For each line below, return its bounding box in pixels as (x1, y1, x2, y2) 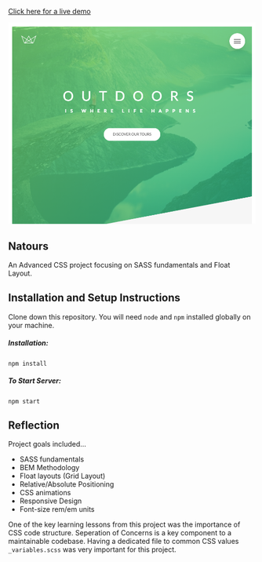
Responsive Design (19, 496, 82, 505)
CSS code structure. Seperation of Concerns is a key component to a (8, 528, 232, 538)
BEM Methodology (19, 463, 80, 473)
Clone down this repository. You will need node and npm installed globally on (8, 312, 251, 321)
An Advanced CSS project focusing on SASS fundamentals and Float (8, 260, 231, 269)
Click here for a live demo (8, 7, 92, 16)
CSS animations (19, 488, 71, 498)
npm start (8, 397, 41, 405)
